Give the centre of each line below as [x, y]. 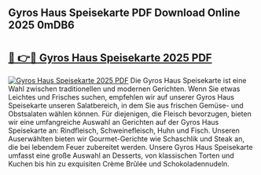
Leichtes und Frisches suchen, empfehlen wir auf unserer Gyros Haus [121, 97]
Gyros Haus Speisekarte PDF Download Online [124, 13]
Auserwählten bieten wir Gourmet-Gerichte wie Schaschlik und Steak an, [127, 139]
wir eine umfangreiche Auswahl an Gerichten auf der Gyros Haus [114, 122]
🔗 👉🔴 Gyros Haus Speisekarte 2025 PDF [110, 58]
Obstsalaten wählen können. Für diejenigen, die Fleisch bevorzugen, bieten [130, 114]
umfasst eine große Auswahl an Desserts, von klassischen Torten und [121, 155]
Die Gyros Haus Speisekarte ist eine [188, 80]
